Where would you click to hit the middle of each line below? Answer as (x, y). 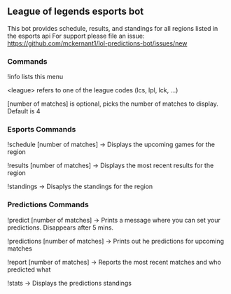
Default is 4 (24, 111)
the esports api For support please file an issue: (76, 36)
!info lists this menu (35, 77)
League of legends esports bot (76, 12)
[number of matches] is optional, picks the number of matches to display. (113, 104)
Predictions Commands (48, 204)
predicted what (29, 269)
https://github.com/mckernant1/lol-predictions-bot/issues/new (97, 43)
